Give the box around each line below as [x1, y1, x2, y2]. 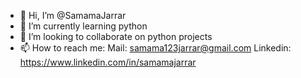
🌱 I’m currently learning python [19, 20, 148, 32]
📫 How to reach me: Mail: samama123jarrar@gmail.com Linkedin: [19, 42, 292, 54]
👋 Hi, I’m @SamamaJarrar [19, 10, 127, 21]
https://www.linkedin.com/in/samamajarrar [19, 56, 197, 68]
